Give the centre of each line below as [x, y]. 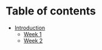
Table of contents [51, 11]
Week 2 [33, 40]
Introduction [30, 28]
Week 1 [32, 34]
